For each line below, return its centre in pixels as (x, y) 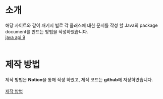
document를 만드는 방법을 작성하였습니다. (47, 31)
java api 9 (15, 37)
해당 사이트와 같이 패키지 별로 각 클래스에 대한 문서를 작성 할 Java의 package (82, 25)
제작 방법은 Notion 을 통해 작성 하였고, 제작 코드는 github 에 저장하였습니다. (79, 79)
